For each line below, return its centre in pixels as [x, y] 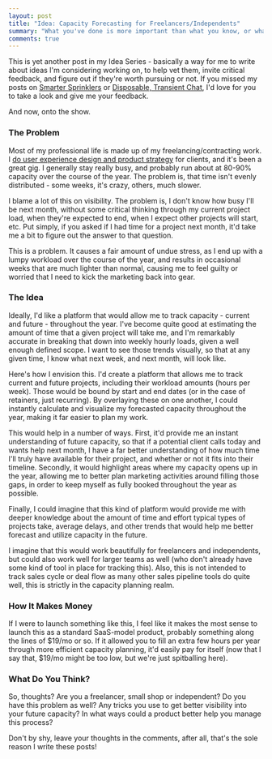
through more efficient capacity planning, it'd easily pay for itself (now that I [135, 650]
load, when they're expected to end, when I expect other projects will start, [134, 218]
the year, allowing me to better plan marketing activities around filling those [134, 476]
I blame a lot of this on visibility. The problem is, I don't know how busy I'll [131, 200]
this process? [31, 723]
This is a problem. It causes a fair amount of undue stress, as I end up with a [136, 251]
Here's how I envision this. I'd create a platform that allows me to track [126, 374]
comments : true [34, 39]
